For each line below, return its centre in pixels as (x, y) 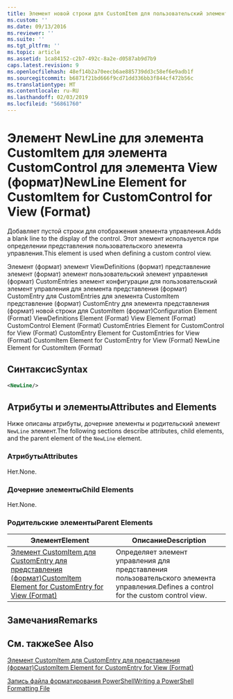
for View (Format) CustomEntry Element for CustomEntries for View (103, 333)
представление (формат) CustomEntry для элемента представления (108, 303)
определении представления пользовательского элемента (95, 245)
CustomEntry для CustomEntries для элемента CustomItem (93, 296)
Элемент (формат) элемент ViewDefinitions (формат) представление (109, 266)
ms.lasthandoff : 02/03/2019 (48, 98)
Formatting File (29, 689)
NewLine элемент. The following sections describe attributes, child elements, (115, 431)
